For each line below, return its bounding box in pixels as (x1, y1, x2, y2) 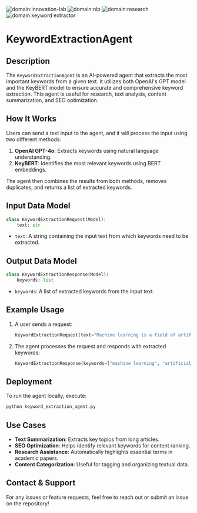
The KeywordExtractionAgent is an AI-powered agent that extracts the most (6, 71, 188, 79)
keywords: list (16, 277, 54, 283)
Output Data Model (6, 256, 78, 266)
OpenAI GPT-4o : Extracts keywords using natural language (14, 147, 159, 154)
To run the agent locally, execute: (6, 393, 87, 400)
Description (6, 56, 50, 66)
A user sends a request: (14, 321, 73, 328)
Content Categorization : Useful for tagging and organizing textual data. (14, 461, 189, 468)
